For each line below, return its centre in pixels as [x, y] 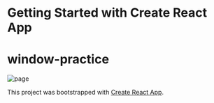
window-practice [58, 60]
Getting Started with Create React [107, 13]
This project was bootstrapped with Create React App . [86, 93]
